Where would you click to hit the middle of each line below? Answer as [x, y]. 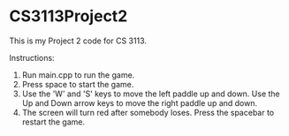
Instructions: [32, 57]
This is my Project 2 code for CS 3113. [78, 41]
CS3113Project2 [68, 16]
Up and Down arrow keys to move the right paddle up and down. [140, 102]
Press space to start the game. [78, 84]
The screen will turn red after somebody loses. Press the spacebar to [148, 112]
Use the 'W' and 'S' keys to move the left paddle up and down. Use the [151, 94]
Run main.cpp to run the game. [78, 75]
